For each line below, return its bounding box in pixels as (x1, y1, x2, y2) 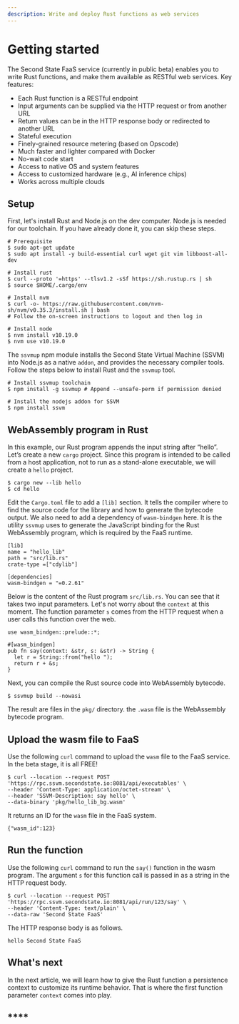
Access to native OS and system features (17, 162, 140, 171)
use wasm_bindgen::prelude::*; (7, 629, 101, 636)
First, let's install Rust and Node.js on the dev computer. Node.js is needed (7, 217, 227, 225)
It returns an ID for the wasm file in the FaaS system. (7, 811, 157, 819)
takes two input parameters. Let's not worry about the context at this (7, 600, 210, 609)
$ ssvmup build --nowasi (7, 693, 81, 700)
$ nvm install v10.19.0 (7, 332, 78, 339)
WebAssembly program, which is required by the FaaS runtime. (7, 529, 193, 537)
